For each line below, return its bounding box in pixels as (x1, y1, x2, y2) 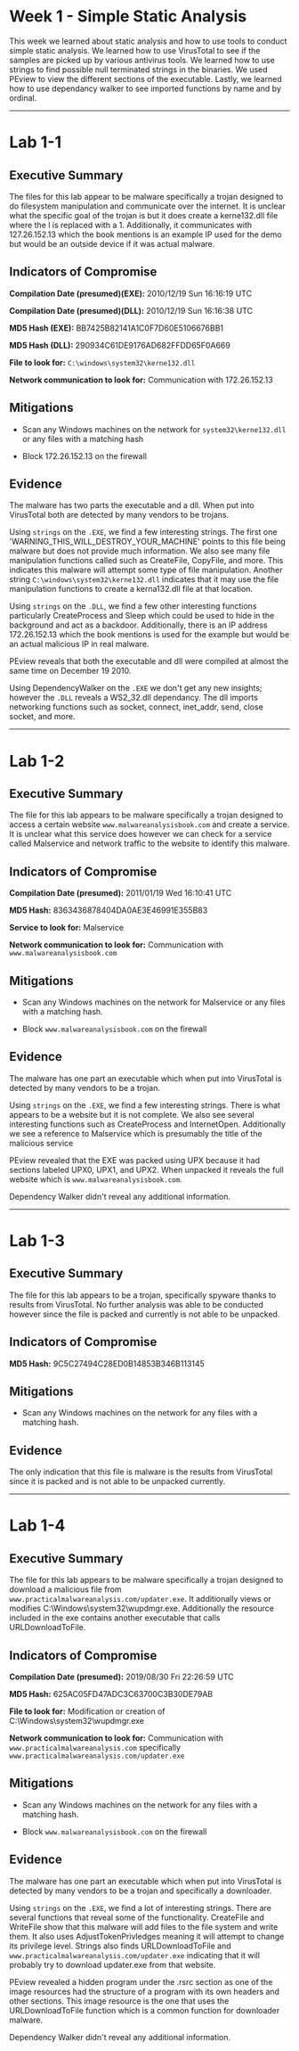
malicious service (9, 1137, 74, 1148)
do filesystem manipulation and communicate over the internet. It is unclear (9, 201, 287, 211)
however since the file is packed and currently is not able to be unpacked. (9, 1309, 280, 1319)
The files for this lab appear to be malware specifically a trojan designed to (9, 191, 284, 201)
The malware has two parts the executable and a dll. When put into (9, 500, 255, 511)
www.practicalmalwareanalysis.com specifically (9, 1743, 181, 1753)
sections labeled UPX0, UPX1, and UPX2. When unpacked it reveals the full (9, 1164, 285, 1175)
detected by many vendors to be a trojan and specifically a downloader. (9, 1885, 272, 1896)
